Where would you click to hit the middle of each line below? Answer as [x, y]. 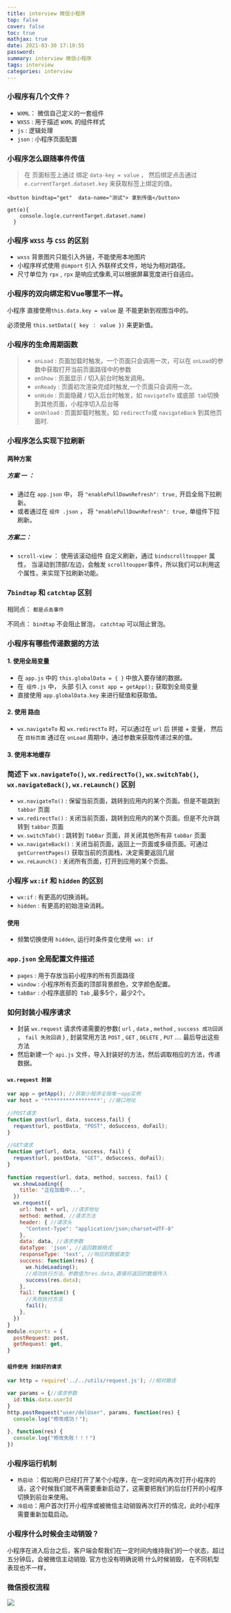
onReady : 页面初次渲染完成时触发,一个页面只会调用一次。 [115, 387]
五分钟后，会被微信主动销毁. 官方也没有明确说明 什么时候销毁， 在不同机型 [113, 1559]
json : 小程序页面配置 [47, 139]
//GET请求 [20, 1145]
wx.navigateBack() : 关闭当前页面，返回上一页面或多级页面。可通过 [112, 843]
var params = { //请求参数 [42, 1394]
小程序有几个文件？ [39, 97]
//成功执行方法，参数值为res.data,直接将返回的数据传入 [96, 1273]
